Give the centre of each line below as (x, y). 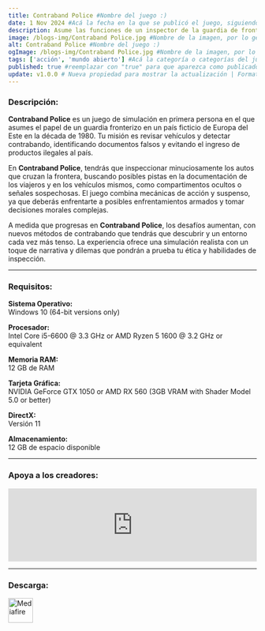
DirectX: (22, 415)
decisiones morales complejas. (58, 209)
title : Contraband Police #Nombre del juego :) (88, 15)
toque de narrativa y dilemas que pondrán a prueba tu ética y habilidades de (132, 250)
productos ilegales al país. (50, 152)
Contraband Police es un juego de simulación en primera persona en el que (131, 118)
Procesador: (29, 328)
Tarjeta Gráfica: (34, 383)
